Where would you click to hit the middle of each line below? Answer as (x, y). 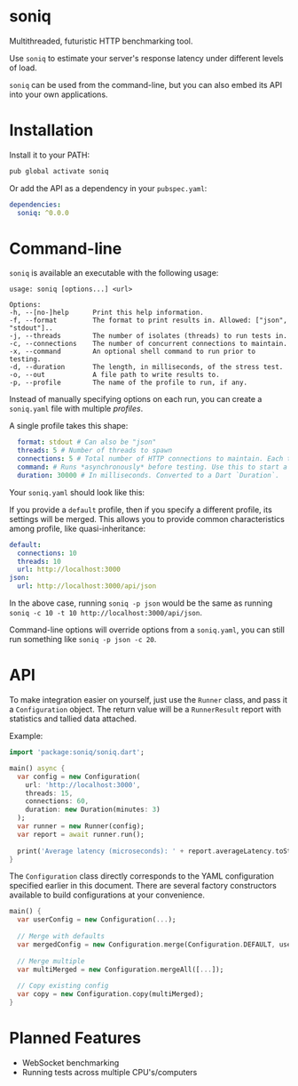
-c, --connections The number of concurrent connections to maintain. (149, 344)
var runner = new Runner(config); (81, 826)
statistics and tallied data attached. (73, 719)
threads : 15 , (49, 793)
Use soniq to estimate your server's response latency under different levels (146, 58)
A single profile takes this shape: (69, 426)
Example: (26, 736)
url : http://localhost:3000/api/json (87, 586)
